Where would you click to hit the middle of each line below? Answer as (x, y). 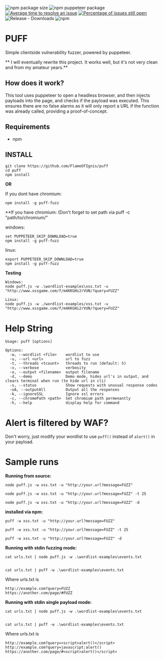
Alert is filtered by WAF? (57, 423)
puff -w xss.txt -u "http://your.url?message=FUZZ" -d (63, 539)
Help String (29, 328)
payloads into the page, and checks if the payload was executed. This (77, 101)
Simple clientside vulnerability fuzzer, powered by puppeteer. (68, 52)
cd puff (13, 171)
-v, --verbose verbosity (48, 368)
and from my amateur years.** (36, 67)
